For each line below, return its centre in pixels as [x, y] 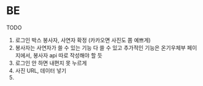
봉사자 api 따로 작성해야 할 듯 [68, 55]
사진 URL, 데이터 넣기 [41, 70]
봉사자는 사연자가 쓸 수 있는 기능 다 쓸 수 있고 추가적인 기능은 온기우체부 [100, 48]
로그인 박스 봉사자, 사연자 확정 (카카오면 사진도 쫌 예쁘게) [83, 40]
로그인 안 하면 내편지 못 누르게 [51, 63]
